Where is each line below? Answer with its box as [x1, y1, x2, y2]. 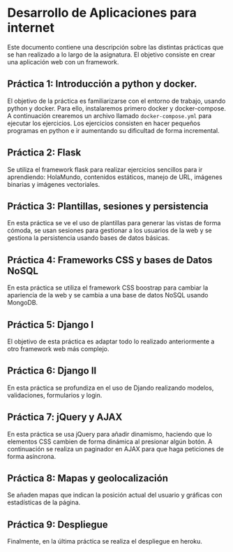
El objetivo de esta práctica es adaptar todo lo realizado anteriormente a [7, 337, 215, 346]
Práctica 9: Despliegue [7, 518, 108, 530]
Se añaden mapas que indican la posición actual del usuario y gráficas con [7, 491, 223, 500]
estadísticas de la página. [7, 498, 81, 507]
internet [7, 20, 54, 36]
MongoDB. [7, 299, 38, 307]
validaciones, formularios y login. [7, 390, 103, 399]
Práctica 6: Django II [7, 365, 97, 377]
